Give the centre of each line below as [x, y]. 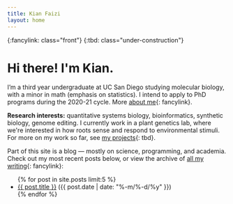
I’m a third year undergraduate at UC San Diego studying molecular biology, [116, 87]
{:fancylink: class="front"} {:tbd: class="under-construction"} [96, 40]
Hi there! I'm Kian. [60, 68]
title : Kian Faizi [34, 14]
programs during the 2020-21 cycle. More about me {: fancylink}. [100, 102]
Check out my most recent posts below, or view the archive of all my [106, 159]
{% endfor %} [37, 194]
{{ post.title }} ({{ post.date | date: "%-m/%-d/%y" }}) [95, 187]
